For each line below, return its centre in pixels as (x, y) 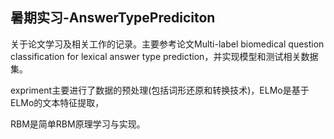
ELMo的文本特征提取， (57, 102)
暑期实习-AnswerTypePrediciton (113, 18)
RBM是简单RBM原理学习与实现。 (78, 124)
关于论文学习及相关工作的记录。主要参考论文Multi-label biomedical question (167, 44)
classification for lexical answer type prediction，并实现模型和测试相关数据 (164, 56)
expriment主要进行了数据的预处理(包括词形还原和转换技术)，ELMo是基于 (160, 90)
